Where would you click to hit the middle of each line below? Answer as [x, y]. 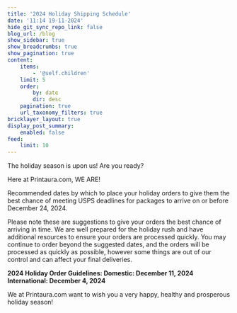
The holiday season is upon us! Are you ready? [76, 166]
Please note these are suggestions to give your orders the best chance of [114, 222]
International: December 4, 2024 [57, 281]
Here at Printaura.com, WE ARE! [54, 180]
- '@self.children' [62, 73]
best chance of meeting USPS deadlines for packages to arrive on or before [118, 201]
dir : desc [47, 100]
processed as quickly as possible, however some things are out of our [110, 252]
